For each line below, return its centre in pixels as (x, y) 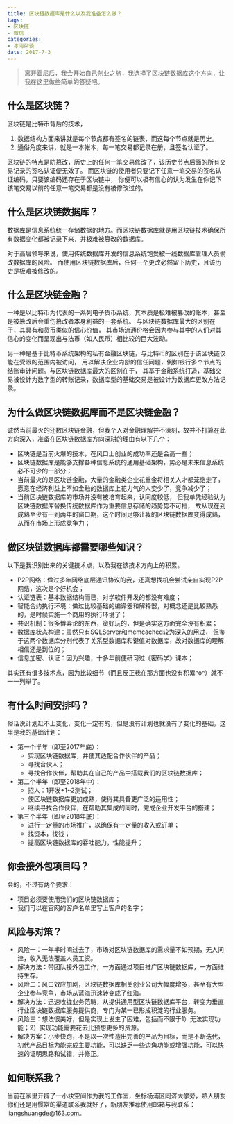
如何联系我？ (35, 1078)
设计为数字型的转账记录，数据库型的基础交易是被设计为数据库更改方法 (119, 380)
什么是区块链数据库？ (53, 212)
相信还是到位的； (42, 649)
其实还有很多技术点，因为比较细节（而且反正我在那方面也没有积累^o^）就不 (115, 672)
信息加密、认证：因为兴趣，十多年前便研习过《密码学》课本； (105, 657)
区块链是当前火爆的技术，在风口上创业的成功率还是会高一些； (105, 454)
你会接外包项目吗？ (48, 866)
